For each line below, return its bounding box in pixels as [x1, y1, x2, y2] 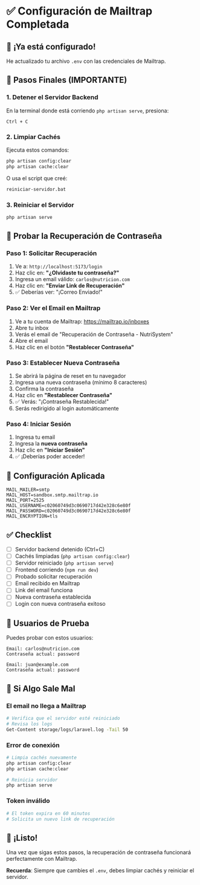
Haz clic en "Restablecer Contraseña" [15, 392, 113, 399]
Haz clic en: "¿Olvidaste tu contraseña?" [15, 269, 120, 276]
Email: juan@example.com [6, 662, 69, 668]
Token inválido [6, 797, 50, 805]
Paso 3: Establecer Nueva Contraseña [6, 358, 120, 367]
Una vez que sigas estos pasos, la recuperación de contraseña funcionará [6, 849, 192, 856]
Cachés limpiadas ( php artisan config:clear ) [15, 553, 130, 560]
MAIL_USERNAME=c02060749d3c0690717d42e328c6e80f [6, 503, 131, 509]
